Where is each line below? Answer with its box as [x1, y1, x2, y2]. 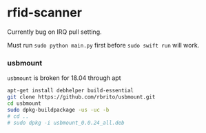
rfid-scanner [7, 5, 83, 21]
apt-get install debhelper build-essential [7, 88, 134, 94]
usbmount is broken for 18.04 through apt [7, 74, 121, 82]
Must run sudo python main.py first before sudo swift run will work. [7, 41, 200, 49]
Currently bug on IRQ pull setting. [7, 28, 102, 36]
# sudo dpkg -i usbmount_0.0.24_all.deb [7, 119, 125, 126]
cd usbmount [7, 100, 41, 107]
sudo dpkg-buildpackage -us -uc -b [7, 106, 110, 113]
